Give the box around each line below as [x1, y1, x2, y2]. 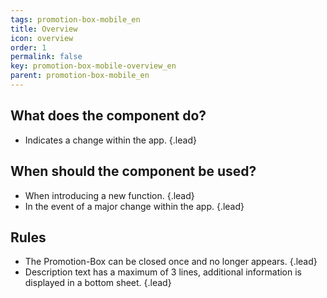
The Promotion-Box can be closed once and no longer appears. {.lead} [24, 256, 318, 268]
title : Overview [10, 24, 78, 34]
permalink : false [10, 52, 83, 62]
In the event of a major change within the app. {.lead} [24, 200, 245, 212]
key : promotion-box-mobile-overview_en [10, 61, 177, 71]
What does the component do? [10, 107, 207, 125]
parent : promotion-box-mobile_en [10, 71, 150, 81]
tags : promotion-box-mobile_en [10, 14, 141, 25]
